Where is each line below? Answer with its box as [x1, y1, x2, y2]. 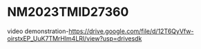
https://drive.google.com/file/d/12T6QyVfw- [68, 27, 194, 35]
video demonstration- [7, 27, 69, 35]
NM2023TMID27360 [7, 4, 129, 20]
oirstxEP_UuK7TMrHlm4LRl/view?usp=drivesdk [7, 34, 142, 42]
